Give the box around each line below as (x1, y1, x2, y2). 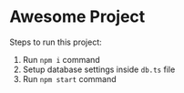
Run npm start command (22, 73, 117, 84)
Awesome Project (9, 6, 146, 27)
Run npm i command (22, 54, 100, 65)
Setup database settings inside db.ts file (22, 64, 176, 75)
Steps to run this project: (9, 36, 102, 47)
